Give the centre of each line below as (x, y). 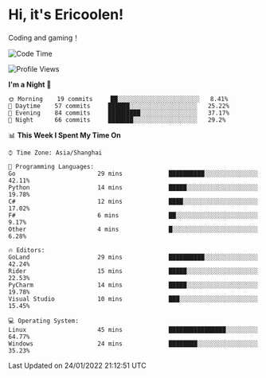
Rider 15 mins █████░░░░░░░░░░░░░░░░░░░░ (133, 271)
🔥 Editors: (27, 250)
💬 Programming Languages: (51, 166)
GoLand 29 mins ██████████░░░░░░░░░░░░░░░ (133, 257)
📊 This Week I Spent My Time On (65, 135)
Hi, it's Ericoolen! (66, 15)
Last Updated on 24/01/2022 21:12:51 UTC (77, 365)
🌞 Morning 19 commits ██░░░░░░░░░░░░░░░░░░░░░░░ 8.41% (118, 99)
